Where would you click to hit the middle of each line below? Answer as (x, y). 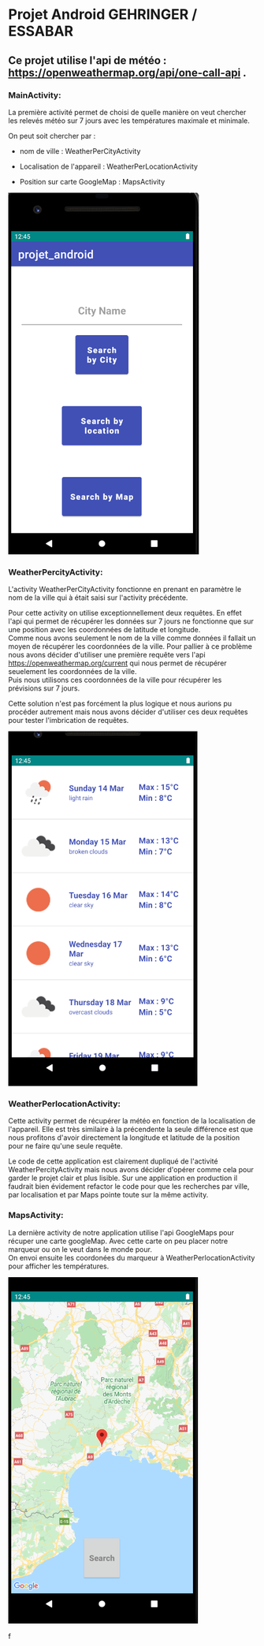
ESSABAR (41, 31)
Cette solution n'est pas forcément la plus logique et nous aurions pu (120, 704)
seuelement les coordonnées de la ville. (73, 672)
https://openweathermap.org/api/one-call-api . (127, 73)
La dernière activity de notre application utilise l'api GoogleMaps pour (121, 1232)
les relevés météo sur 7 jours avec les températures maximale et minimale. (129, 121)
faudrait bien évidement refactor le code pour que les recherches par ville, (129, 1186)
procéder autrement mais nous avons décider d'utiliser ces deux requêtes (128, 712)
